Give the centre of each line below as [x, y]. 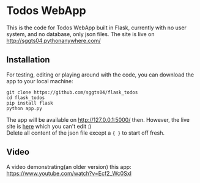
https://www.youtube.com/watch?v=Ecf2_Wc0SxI [69, 173]
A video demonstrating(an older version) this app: [69, 166]
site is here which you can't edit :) [49, 126]
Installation [28, 60]
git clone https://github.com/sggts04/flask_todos [72, 92]
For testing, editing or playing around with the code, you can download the [100, 75]
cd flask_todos [26, 98]
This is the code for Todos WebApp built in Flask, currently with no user [96, 28]
